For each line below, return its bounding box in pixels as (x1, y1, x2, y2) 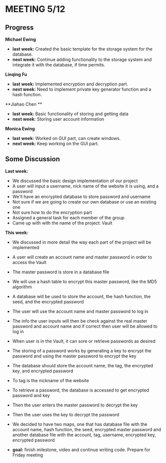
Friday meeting (12, 452, 43, 458)
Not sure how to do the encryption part (12, 209, 93, 215)
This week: (5, 229, 29, 235)
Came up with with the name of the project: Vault (12, 220, 112, 226)
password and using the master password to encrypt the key (12, 353, 137, 359)
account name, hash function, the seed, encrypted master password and (12, 426, 161, 432)
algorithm (12, 284, 32, 290)
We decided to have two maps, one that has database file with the (12, 421, 148, 427)
